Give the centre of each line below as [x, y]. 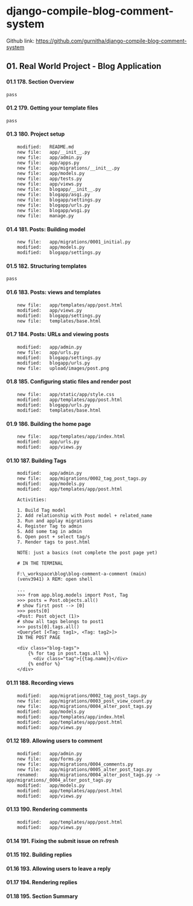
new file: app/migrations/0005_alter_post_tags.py [85, 769]
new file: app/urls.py [48, 352]
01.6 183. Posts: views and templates [54, 292]
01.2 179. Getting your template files [52, 108]
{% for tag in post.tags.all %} [69, 653]
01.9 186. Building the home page [49, 424]
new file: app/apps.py [48, 163]
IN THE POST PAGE [39, 638]
